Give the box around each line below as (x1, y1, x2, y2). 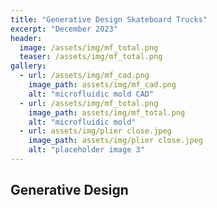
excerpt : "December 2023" (10, 24, 118, 34)
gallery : (10, 61, 47, 71)
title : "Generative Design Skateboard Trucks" (10, 14, 208, 25)
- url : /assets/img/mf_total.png (19, 98, 159, 108)
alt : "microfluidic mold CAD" (28, 89, 155, 99)
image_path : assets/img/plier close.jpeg (28, 136, 203, 146)
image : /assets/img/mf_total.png (19, 42, 159, 53)
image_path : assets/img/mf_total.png (28, 107, 186, 118)
